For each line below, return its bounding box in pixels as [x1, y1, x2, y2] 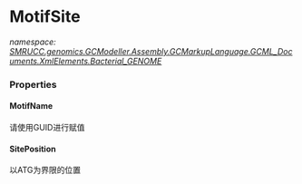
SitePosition [9, 143, 56, 154]
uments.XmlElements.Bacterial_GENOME [9, 55, 162, 66]
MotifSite [9, 6, 81, 27]
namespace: [9, 36, 56, 47]
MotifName [9, 101, 54, 111]
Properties [9, 78, 57, 91]
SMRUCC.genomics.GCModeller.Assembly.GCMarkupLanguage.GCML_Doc [9, 45, 293, 56]
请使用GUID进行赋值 [9, 122, 85, 133]
